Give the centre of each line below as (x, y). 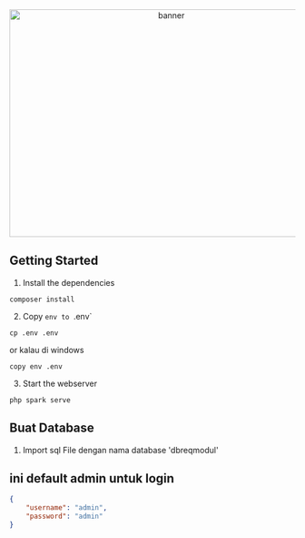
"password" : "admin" (64, 517)
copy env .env (36, 366)
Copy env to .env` (57, 316)
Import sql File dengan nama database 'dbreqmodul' (121, 450)
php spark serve (40, 400)
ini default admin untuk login (92, 478)
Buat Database (52, 428)
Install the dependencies (69, 282)
